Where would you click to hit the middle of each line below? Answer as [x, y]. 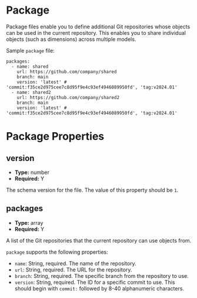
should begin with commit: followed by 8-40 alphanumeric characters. [99, 288]
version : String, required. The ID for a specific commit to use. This [95, 282]
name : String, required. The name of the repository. [75, 263]
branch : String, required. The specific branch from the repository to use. [102, 276]
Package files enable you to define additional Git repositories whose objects [98, 27]
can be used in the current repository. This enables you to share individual [96, 32]
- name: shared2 [31, 92]
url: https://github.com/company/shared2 [68, 97]
